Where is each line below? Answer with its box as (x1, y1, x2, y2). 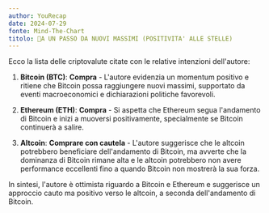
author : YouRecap (8, 11, 67, 20)
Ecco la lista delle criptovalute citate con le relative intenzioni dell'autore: (8, 57, 250, 66)
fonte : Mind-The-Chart (8, 27, 85, 35)
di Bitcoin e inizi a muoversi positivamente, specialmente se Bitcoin (19, 114, 244, 124)
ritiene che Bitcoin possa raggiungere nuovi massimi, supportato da (19, 81, 246, 91)
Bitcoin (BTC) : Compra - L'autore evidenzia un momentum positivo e (19, 72, 250, 82)
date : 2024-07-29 (8, 19, 67, 28)
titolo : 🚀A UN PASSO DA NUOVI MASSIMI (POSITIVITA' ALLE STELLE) (8, 34, 233, 43)
